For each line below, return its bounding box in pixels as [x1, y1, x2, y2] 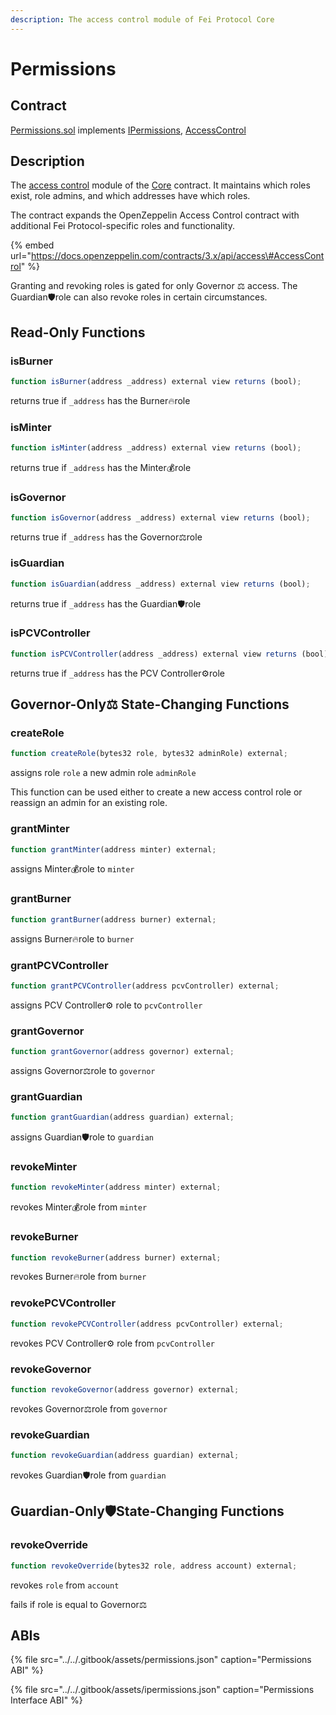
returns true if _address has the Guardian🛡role [10, 597, 202, 610]
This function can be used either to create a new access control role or [10, 786, 303, 798]
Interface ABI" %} [10, 1694, 83, 1706]
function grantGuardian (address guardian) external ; [10, 1112, 235, 1123]
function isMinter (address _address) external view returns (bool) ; [10, 443, 302, 453]
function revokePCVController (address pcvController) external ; [10, 1319, 284, 1329]
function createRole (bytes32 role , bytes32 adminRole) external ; [10, 749, 288, 759]
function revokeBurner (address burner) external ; [10, 1252, 222, 1263]
